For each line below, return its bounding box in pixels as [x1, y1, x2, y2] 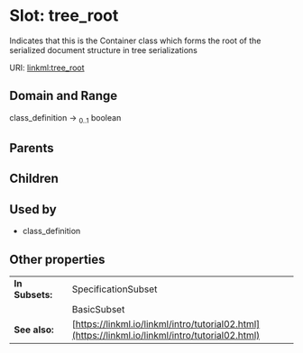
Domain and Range [9, 88, 118, 104]
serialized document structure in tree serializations [9, 44, 198, 55]
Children [9, 171, 59, 186]
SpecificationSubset [71, 283, 158, 295]
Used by [9, 202, 57, 217]
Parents [9, 140, 54, 156]
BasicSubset [71, 303, 125, 315]
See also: [14, 323, 54, 336]
